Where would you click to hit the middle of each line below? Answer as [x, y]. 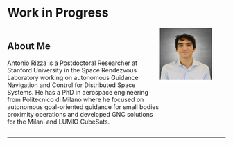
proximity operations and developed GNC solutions [80, 114]
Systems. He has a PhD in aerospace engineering [78, 92]
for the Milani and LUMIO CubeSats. [59, 122]
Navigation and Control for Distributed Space [71, 85]
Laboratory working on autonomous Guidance [73, 77]
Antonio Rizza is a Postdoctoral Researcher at [72, 63]
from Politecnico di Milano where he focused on [76, 99]
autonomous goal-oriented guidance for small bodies [83, 107]
